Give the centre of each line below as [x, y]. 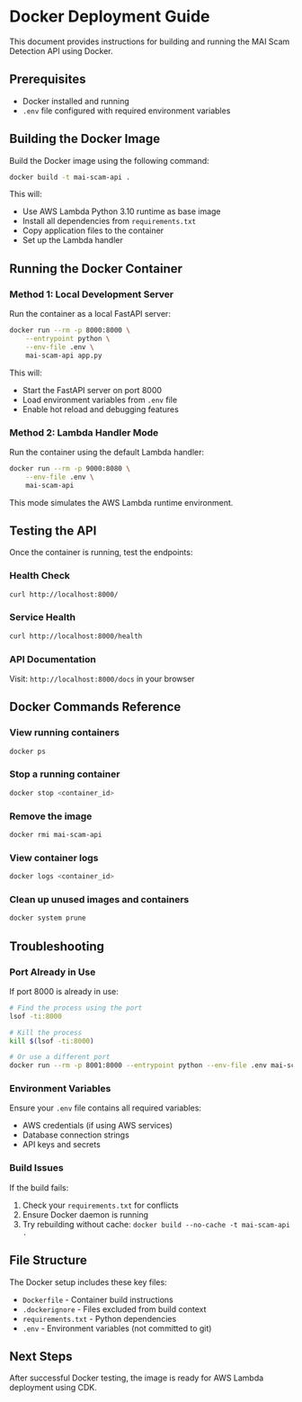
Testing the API [53, 530]
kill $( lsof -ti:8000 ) [52, 1041]
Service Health [43, 617]
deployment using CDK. [53, 1388]
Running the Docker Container [96, 269]
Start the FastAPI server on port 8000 [92, 390]
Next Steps [41, 1356]
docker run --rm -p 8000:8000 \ [70, 330]
